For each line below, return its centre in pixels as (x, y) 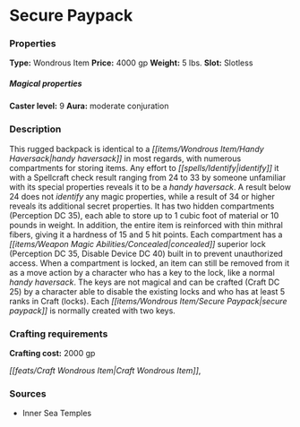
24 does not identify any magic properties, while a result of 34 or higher (142, 196)
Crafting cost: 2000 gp (52, 354)
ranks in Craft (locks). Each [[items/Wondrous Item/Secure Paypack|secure (148, 301)
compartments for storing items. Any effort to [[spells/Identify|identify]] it (144, 167)
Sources (28, 393)
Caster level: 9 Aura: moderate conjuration (89, 106)
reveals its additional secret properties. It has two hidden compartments (142, 206)
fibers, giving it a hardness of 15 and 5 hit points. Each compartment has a (146, 235)
